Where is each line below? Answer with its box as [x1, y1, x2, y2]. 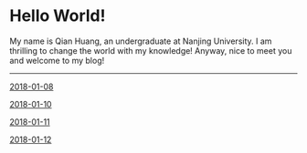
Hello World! [9, 5, 106, 26]
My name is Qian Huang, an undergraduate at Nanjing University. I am [9, 36, 272, 46]
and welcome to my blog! [9, 55, 105, 66]
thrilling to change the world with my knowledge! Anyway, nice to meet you [9, 45, 292, 56]
